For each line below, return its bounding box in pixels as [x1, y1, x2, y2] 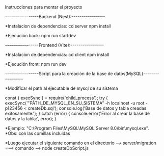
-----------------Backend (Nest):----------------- [5, 14, 106, 19]
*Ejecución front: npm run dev [5, 61, 67, 67]
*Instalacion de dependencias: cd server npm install [5, 23, 111, 29]
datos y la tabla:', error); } [5, 116, 56, 122]
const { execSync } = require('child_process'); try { [5, 95, 108, 101]
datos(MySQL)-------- [113, 71, 160, 77]
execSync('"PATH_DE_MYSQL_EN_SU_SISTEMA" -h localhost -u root [5, 100, 145, 106]
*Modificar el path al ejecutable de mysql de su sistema [5, 85, 118, 91]
